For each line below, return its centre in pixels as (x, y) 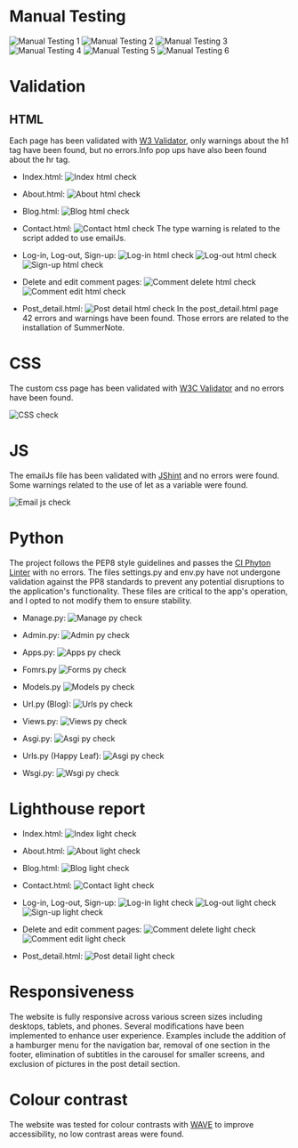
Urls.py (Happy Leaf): (62, 756)
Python (36, 538)
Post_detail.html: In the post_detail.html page (150, 308)
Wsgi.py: (38, 772)
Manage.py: (44, 618)
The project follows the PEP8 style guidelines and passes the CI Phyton (140, 562)
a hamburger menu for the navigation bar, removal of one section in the (140, 1045)
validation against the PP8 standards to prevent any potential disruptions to (147, 581)
